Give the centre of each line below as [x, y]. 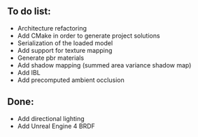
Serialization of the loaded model [65, 43]
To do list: [29, 11]
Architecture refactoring [52, 28]
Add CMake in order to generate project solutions [89, 35]
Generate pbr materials [51, 58]
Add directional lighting [51, 118]
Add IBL [29, 72]
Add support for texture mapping [65, 50]
